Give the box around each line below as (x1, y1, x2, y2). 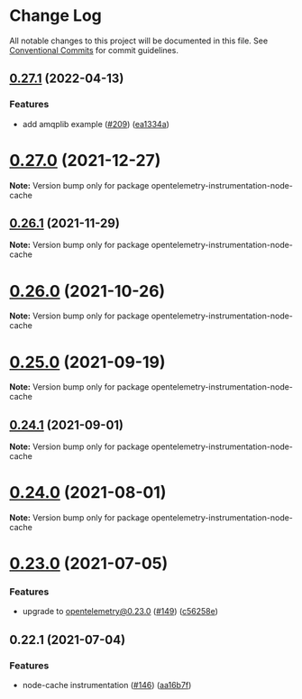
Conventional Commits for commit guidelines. (9, 44, 178, 55)
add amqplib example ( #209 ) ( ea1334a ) (22, 118, 169, 129)
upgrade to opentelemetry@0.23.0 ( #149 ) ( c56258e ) (22, 606, 219, 617)
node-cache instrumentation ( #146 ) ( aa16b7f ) (22, 680, 192, 691)
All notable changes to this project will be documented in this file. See (9, 35, 269, 46)
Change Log (9, 5, 102, 26)
